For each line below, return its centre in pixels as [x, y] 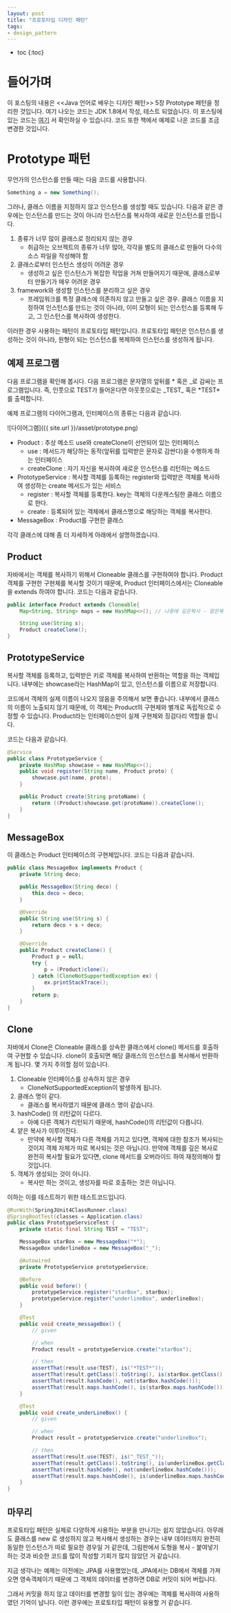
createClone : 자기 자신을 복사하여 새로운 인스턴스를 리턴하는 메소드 [119, 468]
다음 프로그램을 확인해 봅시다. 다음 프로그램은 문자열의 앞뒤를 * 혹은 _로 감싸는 [112, 381]
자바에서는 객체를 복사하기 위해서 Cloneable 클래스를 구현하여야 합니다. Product [115, 574]
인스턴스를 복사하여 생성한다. [82, 316]
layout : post [26, 13]
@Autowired [35, 1260]
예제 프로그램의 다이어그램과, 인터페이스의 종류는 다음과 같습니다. [95, 413]
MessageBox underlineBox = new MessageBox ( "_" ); [90, 1248]
